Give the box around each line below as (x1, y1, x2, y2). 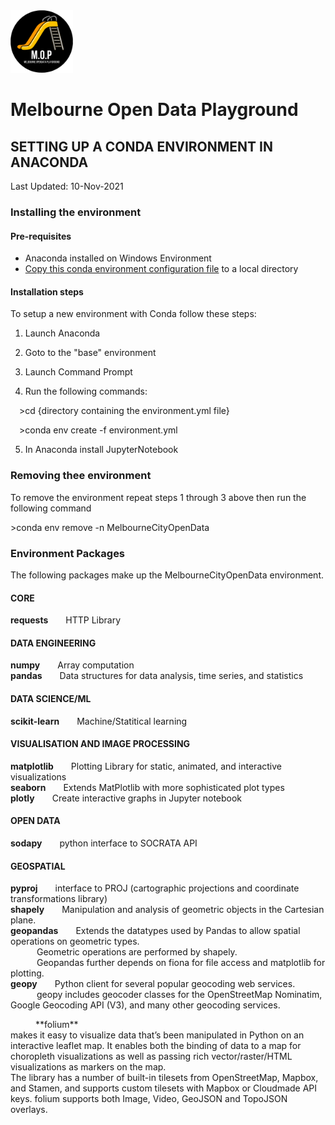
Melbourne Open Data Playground (10, 99, 299, 121)
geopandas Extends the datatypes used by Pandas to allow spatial (10, 925, 301, 937)
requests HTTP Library (10, 614, 122, 626)
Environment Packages (10, 546, 126, 560)
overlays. (10, 1104, 48, 1116)
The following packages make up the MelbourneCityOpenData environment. (10, 569, 325, 581)
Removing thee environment (10, 469, 152, 483)
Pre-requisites (10, 230, 72, 242)
